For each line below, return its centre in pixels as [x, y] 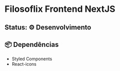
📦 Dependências [32, 45]
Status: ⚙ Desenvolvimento [48, 27]
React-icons [24, 64]
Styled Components [32, 59]
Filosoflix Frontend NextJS [60, 9]
